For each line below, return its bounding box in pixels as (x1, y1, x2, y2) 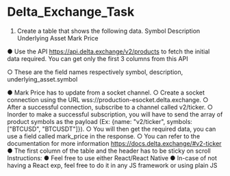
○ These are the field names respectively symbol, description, (7, 68, 183, 76)
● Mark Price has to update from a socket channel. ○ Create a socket (7, 88, 205, 97)
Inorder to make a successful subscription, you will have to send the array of (7, 110, 223, 118)
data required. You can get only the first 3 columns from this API (7, 54, 188, 62)
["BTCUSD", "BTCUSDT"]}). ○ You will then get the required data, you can (7, 125, 216, 133)
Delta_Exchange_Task (7, 4, 135, 20)
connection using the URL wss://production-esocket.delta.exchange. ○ (7, 95, 209, 103)
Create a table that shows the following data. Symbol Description (16, 27, 201, 35)
